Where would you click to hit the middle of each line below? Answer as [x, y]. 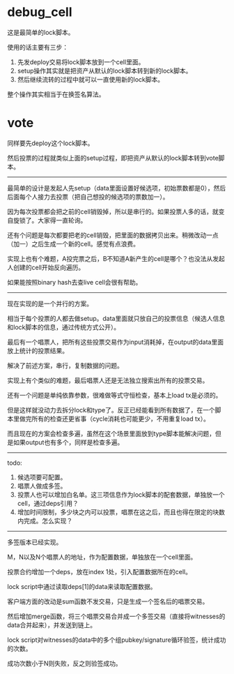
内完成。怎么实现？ [45, 521]
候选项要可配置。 [42, 477]
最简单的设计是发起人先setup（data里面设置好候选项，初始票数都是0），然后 [117, 188]
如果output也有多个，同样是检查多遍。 [68, 442]
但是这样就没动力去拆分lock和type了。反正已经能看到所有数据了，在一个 [111, 410]
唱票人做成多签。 [42, 486]
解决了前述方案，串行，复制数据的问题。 [65, 365]
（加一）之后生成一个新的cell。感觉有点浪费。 [73, 244]
